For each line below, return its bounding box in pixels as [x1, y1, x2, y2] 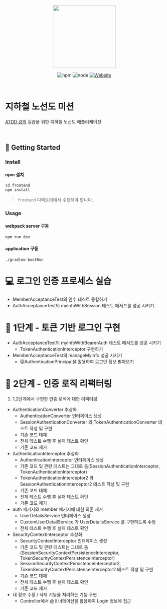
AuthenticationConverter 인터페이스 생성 [20, 413, 102, 419]
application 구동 [5, 246, 39, 252]
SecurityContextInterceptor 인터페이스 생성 [20, 537, 107, 544]
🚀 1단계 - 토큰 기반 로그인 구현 [5, 322, 120, 333]
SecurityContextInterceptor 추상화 [12, 531, 83, 537]
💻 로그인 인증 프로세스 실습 [5, 275, 112, 287]
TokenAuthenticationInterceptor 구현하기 [20, 346, 103, 352]
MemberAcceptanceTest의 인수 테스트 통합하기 [12, 296, 108, 302]
